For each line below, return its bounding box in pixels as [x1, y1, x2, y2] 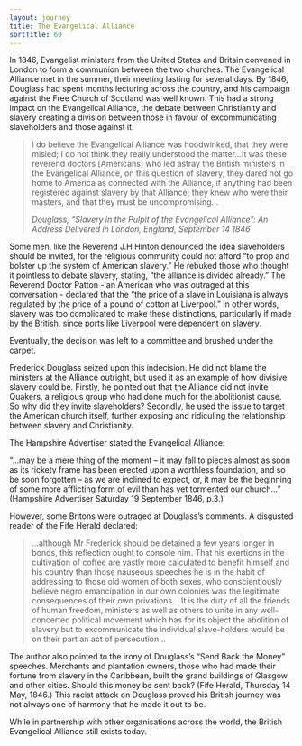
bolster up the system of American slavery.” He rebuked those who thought [9, 261, 290, 272]
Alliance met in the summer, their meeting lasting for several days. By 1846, [9, 74, 288, 85]
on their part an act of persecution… [31, 633, 167, 645]
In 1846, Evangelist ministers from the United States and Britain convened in [9, 55, 291, 66]
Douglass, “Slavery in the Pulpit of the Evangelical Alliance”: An [31, 214, 269, 226]
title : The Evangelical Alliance [9, 22, 135, 31]
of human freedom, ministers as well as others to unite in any [31, 605, 259, 616]
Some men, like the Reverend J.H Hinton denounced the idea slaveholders [9, 241, 286, 253]
